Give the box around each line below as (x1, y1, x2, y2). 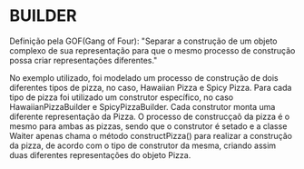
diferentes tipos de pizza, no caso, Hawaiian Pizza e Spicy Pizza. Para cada (9, 82, 292, 93)
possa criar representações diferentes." (9, 55, 158, 65)
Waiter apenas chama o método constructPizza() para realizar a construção (9, 130, 293, 141)
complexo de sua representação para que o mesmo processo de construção (9, 45, 296, 55)
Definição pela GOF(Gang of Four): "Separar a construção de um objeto (9, 35, 279, 46)
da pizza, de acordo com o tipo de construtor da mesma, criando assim (9, 140, 277, 151)
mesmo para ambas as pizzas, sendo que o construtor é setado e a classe (9, 120, 288, 132)
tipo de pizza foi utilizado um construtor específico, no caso (9, 92, 234, 103)
